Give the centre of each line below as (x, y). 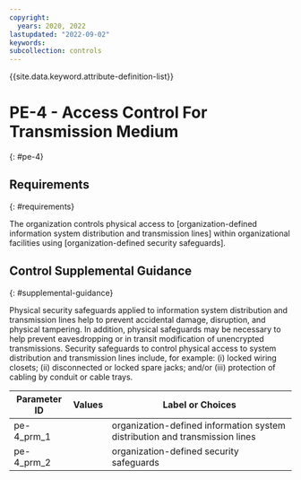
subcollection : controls (56, 51)
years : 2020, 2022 (52, 26)
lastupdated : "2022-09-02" (60, 34)
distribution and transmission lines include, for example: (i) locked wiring (143, 358)
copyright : (30, 17)
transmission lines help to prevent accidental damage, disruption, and (138, 319)
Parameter (39, 398)
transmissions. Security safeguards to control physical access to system (143, 348)
